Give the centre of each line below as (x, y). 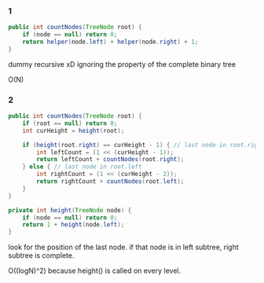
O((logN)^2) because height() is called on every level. (95, 271)
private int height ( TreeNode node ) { (70, 210)
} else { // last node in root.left (82, 167)
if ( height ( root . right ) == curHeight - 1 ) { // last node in (125, 145)
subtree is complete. (41, 255)
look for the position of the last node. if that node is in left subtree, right (124, 247)
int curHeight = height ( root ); (73, 130)
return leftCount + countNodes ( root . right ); (110, 160)
